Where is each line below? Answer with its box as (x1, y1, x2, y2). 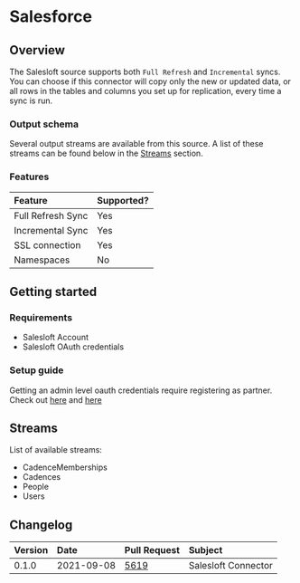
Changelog (9, 517, 73, 532)
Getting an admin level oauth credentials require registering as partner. (9, 385, 273, 396)
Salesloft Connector (188, 559, 274, 572)
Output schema (9, 118, 80, 130)
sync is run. (9, 95, 53, 106)
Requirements (9, 311, 73, 323)
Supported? (97, 194, 149, 206)
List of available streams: (9, 444, 102, 455)
